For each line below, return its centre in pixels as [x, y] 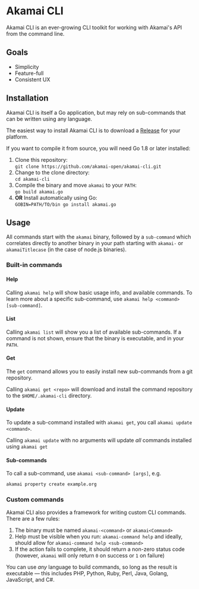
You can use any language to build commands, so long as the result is [92, 567]
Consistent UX [32, 79]
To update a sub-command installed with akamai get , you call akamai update [99, 422]
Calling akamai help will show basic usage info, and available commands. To [99, 292]
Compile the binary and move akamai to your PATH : [76, 185]
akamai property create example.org [51, 484]
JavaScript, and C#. [30, 580]
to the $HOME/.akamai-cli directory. [49, 395]
